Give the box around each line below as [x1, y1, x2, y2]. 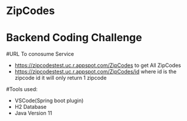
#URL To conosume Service [6, 51, 74, 58]
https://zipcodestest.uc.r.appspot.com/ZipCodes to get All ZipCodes [14, 62, 181, 69]
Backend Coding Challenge [6, 31, 143, 45]
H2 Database [14, 103, 47, 110]
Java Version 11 [14, 110, 53, 117]
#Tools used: [6, 86, 38, 93]
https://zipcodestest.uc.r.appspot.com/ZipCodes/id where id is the [14, 68, 177, 75]
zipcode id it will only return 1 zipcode [14, 75, 107, 82]
